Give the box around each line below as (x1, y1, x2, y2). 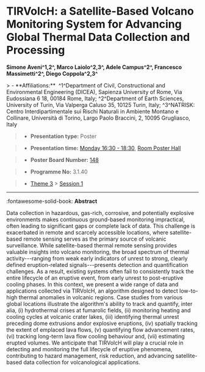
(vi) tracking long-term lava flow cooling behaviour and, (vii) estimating (6, 332, 185, 340)
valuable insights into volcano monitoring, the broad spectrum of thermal (6, 248, 189, 255)
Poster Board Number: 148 (30, 156, 99, 163)
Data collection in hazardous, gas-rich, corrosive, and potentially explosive (6, 209, 194, 216)
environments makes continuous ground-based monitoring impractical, (6, 216, 185, 223)
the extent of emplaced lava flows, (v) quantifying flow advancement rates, (6, 326, 195, 334)
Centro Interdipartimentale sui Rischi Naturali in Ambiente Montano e (6, 108, 179, 115)
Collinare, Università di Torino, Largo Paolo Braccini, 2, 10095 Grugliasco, (6, 114, 190, 122)
